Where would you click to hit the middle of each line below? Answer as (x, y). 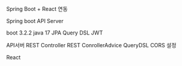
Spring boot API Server (35, 21)
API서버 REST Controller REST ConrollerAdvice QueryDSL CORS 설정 (91, 45)
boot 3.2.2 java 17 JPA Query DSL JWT (55, 33)
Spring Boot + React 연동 (37, 9)
